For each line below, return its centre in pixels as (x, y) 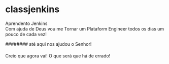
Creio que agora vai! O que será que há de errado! (58, 56)
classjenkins (32, 9)
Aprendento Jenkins (26, 23)
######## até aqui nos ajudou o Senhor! (48, 44)
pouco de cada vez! (26, 34)
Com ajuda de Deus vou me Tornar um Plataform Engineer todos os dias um (85, 28)
